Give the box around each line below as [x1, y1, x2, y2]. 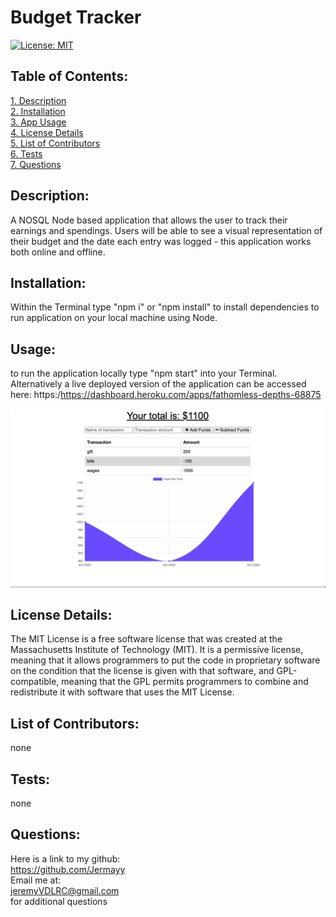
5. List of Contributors [10, 137, 101, 149]
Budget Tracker [10, 6, 142, 29]
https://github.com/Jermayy [10, 863, 126, 875]
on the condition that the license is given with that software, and [10, 665, 275, 677]
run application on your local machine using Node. [10, 312, 218, 324]
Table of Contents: [10, 68, 129, 85]
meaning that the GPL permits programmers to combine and [61, 676, 309, 688]
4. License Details [10, 126, 84, 138]
